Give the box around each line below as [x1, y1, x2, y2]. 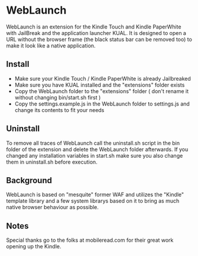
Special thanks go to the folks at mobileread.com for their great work [6, 236, 174, 244]
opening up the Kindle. [6, 243, 61, 250]
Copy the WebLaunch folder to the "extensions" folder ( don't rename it [14, 87, 189, 95]
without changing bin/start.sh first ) [14, 94, 101, 101]
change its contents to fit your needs [14, 106, 105, 113]
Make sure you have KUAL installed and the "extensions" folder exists [14, 81, 185, 88]
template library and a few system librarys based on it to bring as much [6, 197, 180, 204]
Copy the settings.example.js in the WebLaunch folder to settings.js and [14, 100, 190, 107]
